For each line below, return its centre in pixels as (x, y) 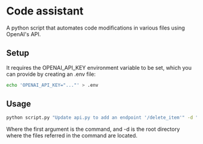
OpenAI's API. (24, 34)
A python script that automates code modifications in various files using (96, 28)
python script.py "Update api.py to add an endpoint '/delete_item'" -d (100, 118)
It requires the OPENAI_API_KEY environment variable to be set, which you (99, 67)
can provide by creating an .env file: (51, 74)
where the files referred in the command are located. (72, 136)
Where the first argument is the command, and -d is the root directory (93, 129)
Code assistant (45, 11)
